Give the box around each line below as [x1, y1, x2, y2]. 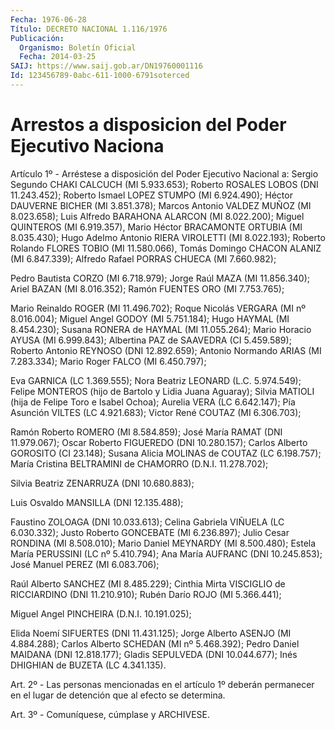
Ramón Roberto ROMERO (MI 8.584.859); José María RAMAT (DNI [10, 426, 283, 438]
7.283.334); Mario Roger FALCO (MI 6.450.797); [10, 355, 207, 367]
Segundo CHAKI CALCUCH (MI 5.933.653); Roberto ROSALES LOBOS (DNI [10, 178, 319, 190]
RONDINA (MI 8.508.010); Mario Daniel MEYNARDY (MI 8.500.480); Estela [10, 537, 317, 549]
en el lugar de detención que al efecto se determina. [10, 689, 226, 701]
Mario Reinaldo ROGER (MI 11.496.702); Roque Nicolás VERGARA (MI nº [10, 302, 306, 314]
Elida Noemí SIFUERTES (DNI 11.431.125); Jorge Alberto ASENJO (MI [10, 627, 292, 639]
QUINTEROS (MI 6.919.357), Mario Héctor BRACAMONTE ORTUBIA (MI [10, 221, 303, 233]
